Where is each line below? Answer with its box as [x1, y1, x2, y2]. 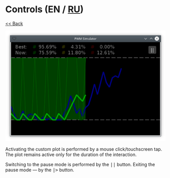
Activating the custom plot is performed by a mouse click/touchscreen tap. [5, 146, 162, 152]
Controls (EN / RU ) [5, 4, 84, 15]
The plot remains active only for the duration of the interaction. [5, 151, 137, 158]
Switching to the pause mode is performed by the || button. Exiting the [5, 162, 155, 168]
